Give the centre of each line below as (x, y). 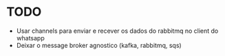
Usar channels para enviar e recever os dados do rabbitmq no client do (117, 31)
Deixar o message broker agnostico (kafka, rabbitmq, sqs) (99, 45)
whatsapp (31, 38)
